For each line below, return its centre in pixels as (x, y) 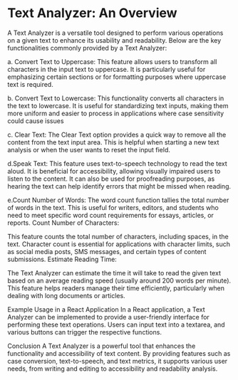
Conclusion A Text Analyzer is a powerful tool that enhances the (102, 346)
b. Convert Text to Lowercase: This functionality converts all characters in (116, 98)
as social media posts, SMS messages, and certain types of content (107, 251)
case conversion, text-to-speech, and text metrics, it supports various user (118, 361)
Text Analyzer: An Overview (92, 13)
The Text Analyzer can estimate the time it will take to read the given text (114, 273)
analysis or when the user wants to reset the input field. (89, 149)
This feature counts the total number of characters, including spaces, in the (118, 236)
